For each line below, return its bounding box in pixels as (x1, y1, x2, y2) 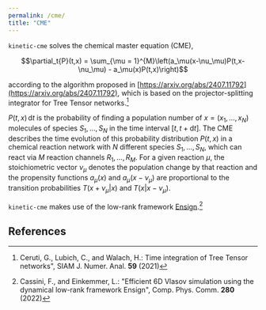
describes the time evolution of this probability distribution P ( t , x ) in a (8, 134, 233, 143)
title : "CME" (8, 19, 51, 27)
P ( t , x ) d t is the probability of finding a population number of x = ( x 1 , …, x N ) (8, 113, 249, 124)
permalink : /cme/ (8, 11, 66, 20)
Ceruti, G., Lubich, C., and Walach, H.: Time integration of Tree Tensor (19, 253, 249, 263)
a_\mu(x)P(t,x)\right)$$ (113, 64, 188, 74)
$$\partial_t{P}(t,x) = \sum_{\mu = (21, 56, 132, 66)
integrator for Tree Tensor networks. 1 (8, 96, 129, 108)
